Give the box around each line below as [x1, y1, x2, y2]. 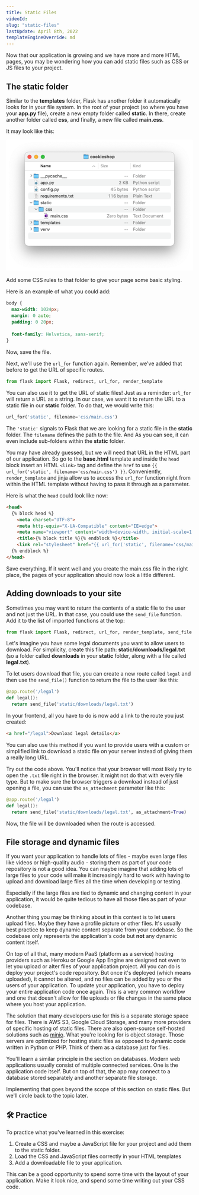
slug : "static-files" [6, 22, 60, 28]
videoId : [6, 15, 28, 22]
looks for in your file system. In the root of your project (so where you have [6, 103, 189, 110]
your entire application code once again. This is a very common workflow [6, 988, 185, 996]
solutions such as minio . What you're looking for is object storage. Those [6, 1031, 184, 1038]
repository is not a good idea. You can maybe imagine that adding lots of [6, 866, 184, 873]
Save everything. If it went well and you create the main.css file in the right [6, 565, 188, 572]
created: [6, 718, 27, 725]
